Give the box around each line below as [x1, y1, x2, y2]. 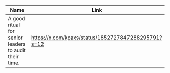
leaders [8, 41, 26, 47]
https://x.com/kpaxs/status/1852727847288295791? [31, 34, 162, 41]
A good [8, 15, 25, 22]
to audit [8, 47, 26, 54]
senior [8, 34, 23, 41]
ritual [8, 21, 20, 28]
